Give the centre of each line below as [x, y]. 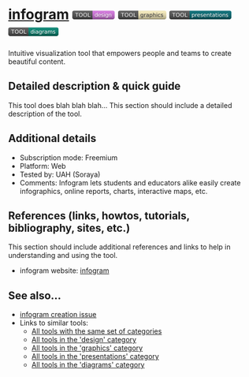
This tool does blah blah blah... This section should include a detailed [120, 105]
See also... [35, 295]
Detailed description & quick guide [95, 86]
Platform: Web [43, 166]
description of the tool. [45, 114]
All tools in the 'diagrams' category [88, 365]
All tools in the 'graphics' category [87, 348]
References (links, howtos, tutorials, [99, 216]
